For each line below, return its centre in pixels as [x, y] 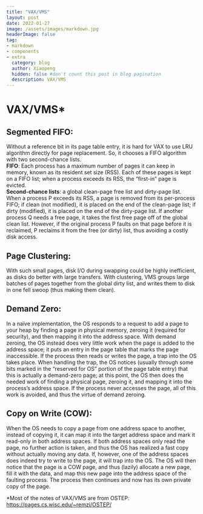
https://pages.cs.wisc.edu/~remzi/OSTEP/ [59, 504]
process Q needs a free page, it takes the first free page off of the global [97, 218]
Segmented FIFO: [40, 132]
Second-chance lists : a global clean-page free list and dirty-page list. [94, 192]
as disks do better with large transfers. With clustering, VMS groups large [98, 277]
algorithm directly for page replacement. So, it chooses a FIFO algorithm [96, 153]
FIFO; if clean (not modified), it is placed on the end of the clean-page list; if [101, 205]
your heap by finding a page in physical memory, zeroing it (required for [96, 330]
